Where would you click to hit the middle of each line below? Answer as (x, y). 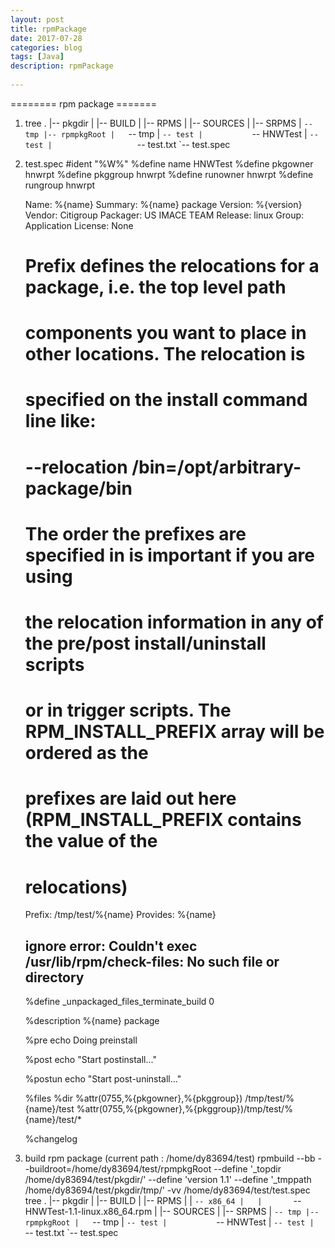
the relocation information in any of (174, 622)
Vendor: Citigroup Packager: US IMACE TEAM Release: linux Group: (164, 215)
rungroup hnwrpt (60, 185)
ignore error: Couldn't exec (111, 946)
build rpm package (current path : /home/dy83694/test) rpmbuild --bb (170, 1158)
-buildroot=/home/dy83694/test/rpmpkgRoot (118, 1169)
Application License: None (79, 225)
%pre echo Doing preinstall (81, 1040)
